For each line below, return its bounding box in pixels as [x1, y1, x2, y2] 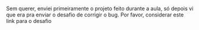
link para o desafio [6, 18, 52, 24]
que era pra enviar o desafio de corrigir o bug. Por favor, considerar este [6, 11, 184, 18]
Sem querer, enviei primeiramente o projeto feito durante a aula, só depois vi [6, 5, 194, 12]
